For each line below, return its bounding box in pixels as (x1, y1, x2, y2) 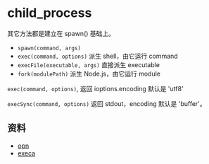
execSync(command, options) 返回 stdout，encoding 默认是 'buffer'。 (7, 99, 206, 107)
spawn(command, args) (17, 45, 81, 52)
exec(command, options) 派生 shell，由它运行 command (17, 52, 178, 60)
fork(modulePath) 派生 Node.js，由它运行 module (17, 69, 160, 78)
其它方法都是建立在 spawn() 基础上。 (7, 29, 115, 37)
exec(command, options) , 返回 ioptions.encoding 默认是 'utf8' (7, 84, 184, 93)
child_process (7, 5, 92, 21)
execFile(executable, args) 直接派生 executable (17, 60, 160, 69)
